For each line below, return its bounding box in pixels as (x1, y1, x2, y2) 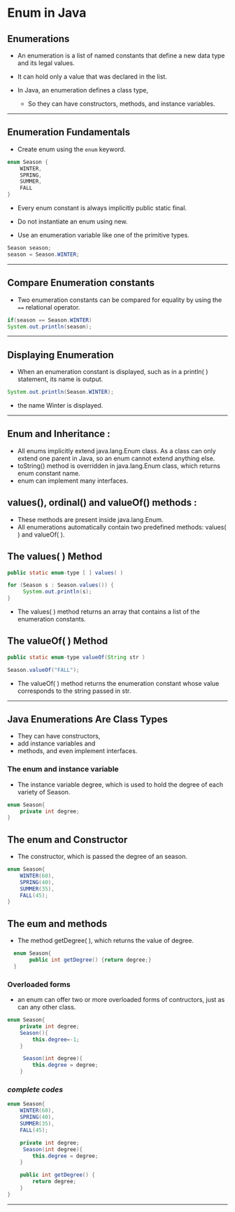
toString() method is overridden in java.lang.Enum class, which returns (17, 461, 220, 470)
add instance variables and (17, 739, 96, 748)
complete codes (7, 1084, 64, 1094)
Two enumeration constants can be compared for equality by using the (17, 296, 222, 304)
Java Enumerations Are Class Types (7, 713, 168, 725)
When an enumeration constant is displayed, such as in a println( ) (17, 368, 208, 376)
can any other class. (17, 1003, 76, 1012)
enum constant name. (17, 469, 80, 477)
